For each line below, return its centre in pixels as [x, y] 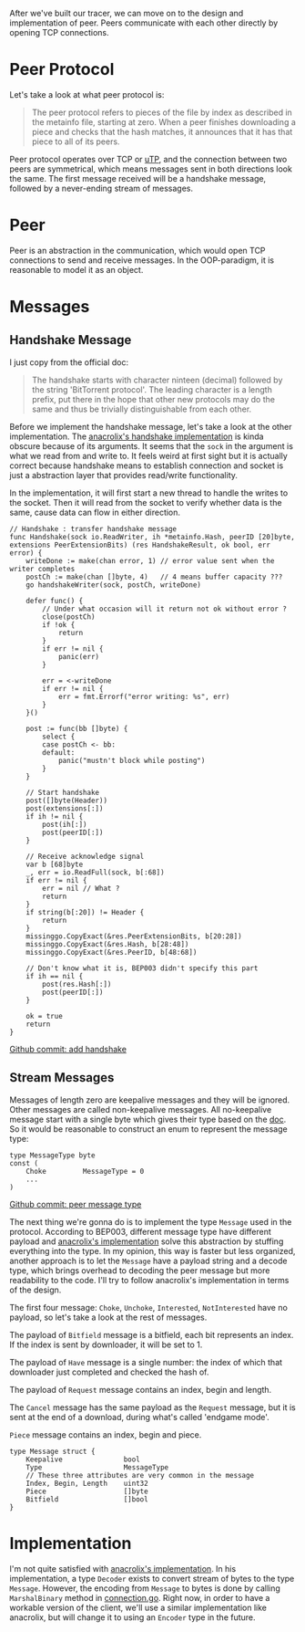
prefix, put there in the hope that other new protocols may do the [153, 399]
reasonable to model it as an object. [76, 269]
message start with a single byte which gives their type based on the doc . [148, 1119]
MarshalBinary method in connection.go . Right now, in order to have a [140, 1597]
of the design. [36, 1290]
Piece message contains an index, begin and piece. [106, 1434]
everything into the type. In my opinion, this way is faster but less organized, [152, 1250]
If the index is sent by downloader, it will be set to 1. [106, 1344]
